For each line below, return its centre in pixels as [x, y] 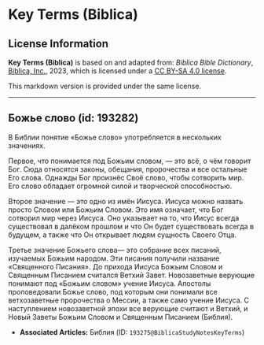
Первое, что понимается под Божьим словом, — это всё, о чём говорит [130, 161]
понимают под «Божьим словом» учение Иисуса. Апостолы [110, 283]
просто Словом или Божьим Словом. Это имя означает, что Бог [116, 210]
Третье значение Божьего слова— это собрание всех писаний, [115, 250]
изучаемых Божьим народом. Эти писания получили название [114, 258]
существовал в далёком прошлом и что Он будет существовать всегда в [131, 226]
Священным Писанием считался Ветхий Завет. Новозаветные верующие [132, 275]
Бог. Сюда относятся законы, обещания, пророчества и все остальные [128, 169]
